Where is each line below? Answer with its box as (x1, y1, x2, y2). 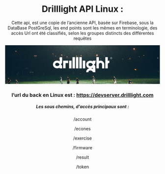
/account (73, 116, 92, 122)
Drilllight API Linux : (41, 3, 124, 15)
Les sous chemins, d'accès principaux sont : (36, 104, 129, 110)
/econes (74, 125, 91, 131)
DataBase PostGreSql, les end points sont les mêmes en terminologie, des (7, 25, 158, 30)
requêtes (73, 35, 92, 41)
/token (76, 164, 89, 170)
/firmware (73, 145, 92, 150)
